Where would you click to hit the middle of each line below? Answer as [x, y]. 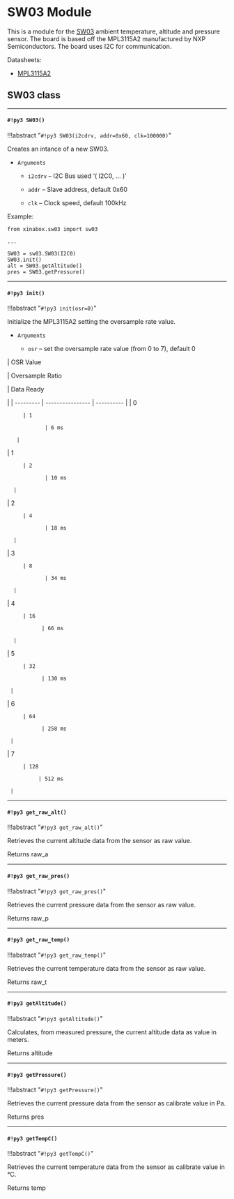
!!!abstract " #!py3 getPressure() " [55, 1090]
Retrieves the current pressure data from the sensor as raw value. [102, 904]
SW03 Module [49, 12]
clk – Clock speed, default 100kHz [77, 202]
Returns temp [27, 1188]
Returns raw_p [28, 918]
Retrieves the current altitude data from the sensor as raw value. [100, 841]
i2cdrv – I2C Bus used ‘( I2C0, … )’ [77, 176]
